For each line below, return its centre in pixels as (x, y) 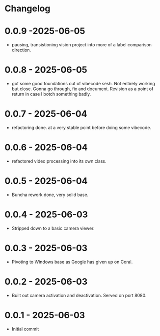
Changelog (27, 9)
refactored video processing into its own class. (59, 161)
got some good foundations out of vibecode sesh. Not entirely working (83, 84)
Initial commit (25, 329)
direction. (21, 50)
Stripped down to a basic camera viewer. (53, 228)
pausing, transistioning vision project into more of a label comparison (81, 45)
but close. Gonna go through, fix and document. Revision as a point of (82, 89)
